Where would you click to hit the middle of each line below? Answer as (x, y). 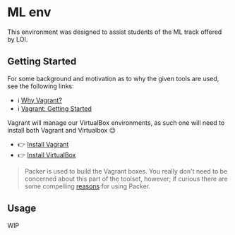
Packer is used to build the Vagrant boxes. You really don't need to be (126, 171)
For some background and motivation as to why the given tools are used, (113, 78)
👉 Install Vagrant (43, 144)
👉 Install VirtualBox (47, 155)
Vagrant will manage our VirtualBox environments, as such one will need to (116, 122)
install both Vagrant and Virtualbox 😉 (62, 130)
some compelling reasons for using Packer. (87, 186)
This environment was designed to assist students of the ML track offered (115, 32)
